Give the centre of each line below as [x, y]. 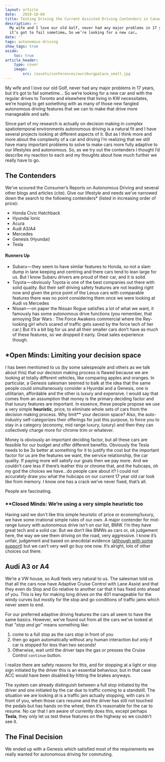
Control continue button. [37, 655]
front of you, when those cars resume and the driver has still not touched [79, 700]
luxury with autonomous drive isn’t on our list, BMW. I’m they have [84, 525]
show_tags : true [22, 46]
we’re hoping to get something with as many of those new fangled [72, 104]
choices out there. [23, 551]
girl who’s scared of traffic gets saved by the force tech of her [91, 324]
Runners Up [17, 256]
